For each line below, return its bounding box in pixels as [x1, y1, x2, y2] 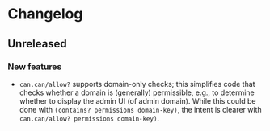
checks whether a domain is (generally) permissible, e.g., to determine [19, 88, 255, 97]
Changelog [7, 5, 83, 23]
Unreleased [7, 37, 68, 51]
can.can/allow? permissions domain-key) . [19, 113, 159, 123]
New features [7, 61, 62, 72]
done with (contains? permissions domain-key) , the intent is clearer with [19, 104, 262, 114]
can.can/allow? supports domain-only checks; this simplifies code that [19, 79, 255, 88]
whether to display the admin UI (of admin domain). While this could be [19, 96, 256, 105]
